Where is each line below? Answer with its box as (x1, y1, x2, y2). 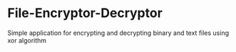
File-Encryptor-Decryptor (7, 5, 163, 21)
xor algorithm (7, 36, 47, 44)
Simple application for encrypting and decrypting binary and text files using (7, 28, 230, 37)
